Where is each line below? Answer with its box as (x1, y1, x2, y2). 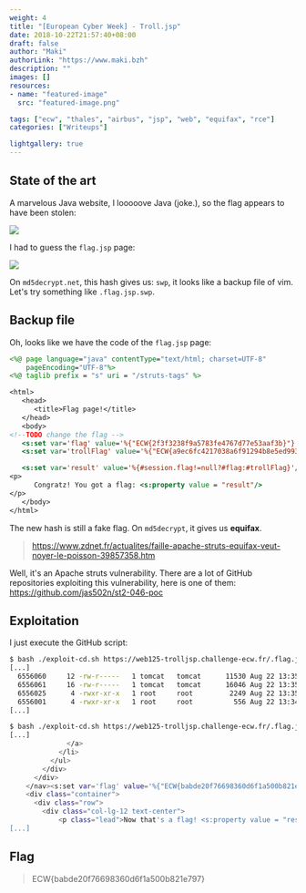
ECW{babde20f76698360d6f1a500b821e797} (31, 873, 205, 884)
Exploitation (9, 612, 79, 629)
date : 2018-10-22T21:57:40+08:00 (9, 30, 137, 39)
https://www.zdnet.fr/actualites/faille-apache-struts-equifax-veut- (31, 539, 280, 551)
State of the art (9, 173, 97, 189)
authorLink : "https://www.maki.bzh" (9, 56, 148, 65)
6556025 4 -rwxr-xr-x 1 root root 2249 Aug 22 (17, 689, 275, 698)
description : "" (9, 65, 71, 74)
